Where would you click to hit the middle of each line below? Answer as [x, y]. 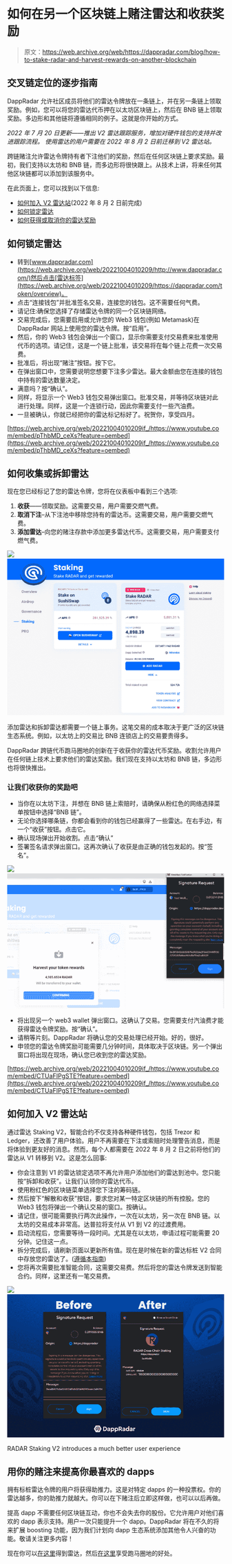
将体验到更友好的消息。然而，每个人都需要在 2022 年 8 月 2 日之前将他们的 [114, 1149]
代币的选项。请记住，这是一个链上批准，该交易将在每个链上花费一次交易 [119, 345]
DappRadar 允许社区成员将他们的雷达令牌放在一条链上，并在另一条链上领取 [114, 101]
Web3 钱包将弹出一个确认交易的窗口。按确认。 [84, 1207]
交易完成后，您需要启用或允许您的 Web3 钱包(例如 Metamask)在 [108, 319]
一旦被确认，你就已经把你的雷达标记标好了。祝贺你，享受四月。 [107, 414]
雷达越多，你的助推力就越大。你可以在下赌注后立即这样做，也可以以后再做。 [116, 1498]
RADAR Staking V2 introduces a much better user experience [94, 1448]
